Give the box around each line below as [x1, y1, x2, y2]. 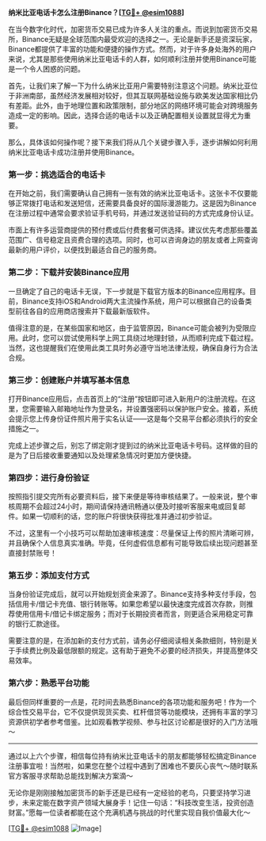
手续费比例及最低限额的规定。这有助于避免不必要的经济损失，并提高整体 [14, 646, 251, 656]
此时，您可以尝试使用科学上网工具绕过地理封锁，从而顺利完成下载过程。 [21, 333, 258, 342]
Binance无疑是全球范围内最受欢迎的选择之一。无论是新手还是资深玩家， [21, 35, 257, 44]
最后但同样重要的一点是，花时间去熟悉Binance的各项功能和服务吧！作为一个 [8, 697, 257, 706]
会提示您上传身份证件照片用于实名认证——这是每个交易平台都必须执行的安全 [8, 414, 258, 423]
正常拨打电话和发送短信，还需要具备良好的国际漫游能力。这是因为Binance [14, 198, 257, 208]
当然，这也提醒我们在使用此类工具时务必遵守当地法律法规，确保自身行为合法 [8, 342, 258, 352]
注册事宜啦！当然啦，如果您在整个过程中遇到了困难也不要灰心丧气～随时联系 [8, 761, 258, 770]
